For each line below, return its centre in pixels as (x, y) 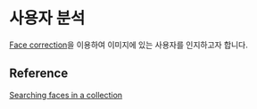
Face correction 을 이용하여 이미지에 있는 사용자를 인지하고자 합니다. (128, 45)
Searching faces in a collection (66, 95)
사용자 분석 (47, 18)
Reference (39, 74)
